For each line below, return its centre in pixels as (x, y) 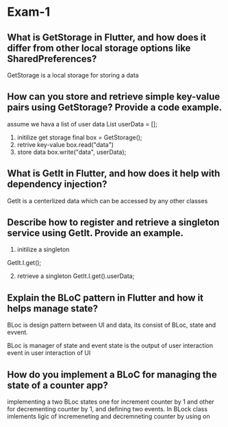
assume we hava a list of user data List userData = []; (82, 124)
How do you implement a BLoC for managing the (112, 374)
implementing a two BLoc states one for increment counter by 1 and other (111, 402)
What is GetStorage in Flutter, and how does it (107, 37)
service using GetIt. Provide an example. (95, 233)
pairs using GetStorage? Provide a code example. (115, 107)
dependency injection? (57, 184)
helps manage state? (53, 309)
